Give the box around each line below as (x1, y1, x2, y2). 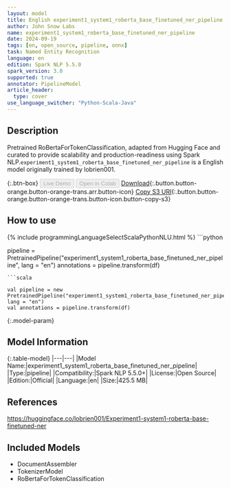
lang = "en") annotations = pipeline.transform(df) (21, 260, 160, 269)
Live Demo (43, 179, 71, 187)
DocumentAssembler (16, 460, 78, 468)
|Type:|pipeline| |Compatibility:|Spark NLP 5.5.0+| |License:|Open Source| (7, 369, 217, 377)
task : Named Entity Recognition (7, 49, 100, 56)
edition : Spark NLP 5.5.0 (7, 61, 81, 68)
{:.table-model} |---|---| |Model (7, 355, 96, 363)
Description (7, 125, 58, 137)
